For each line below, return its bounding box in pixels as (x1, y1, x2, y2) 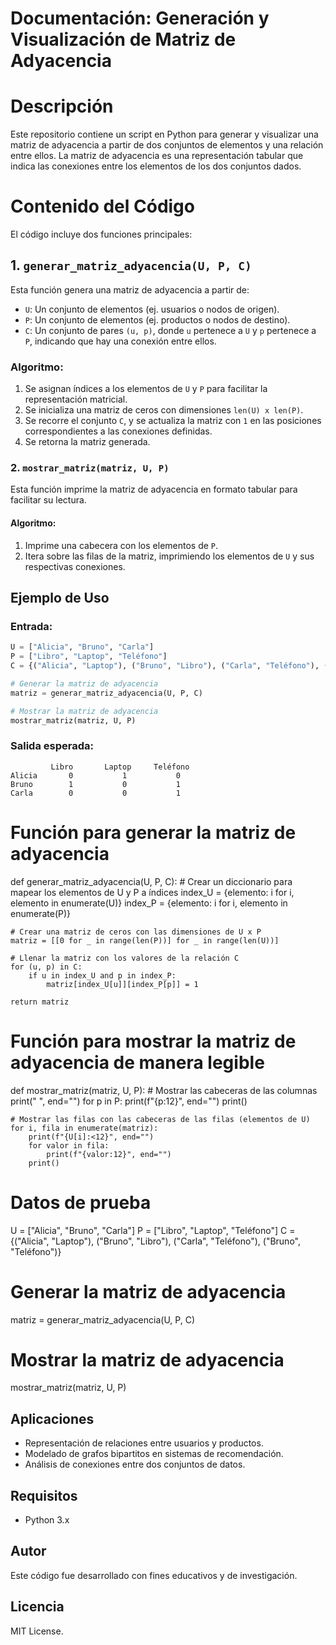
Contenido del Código (10, 195, 195, 218)
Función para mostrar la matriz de (10, 1030, 297, 1052)
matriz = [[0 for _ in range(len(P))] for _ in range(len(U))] (10, 935, 280, 946)
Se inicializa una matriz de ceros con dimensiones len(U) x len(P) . (24, 404, 304, 416)
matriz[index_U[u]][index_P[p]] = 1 (46, 979, 199, 989)
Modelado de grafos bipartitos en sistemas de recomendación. (24, 1448, 284, 1460)
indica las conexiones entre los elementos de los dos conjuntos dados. (10, 160, 302, 172)
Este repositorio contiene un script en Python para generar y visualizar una (10, 128, 319, 141)
